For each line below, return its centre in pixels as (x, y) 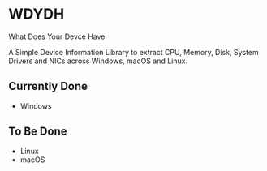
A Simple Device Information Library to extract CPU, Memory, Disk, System (134, 52)
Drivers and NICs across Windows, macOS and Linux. (98, 61)
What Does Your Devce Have (57, 36)
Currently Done (48, 86)
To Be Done (38, 132)
